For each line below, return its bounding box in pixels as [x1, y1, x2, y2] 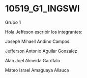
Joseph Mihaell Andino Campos [5, 38, 70, 44]
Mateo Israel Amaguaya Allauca [5, 67, 69, 73]
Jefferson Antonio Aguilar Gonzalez [5, 48, 77, 54]
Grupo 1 [5, 19, 21, 25]
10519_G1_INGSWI [5, 3, 80, 14]
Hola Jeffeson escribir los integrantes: [5, 29, 83, 35]
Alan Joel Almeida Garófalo [5, 57, 60, 63]
